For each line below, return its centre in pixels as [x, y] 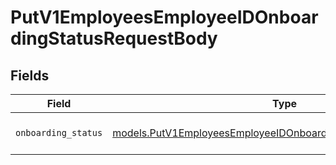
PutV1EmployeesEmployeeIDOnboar [164, 17]
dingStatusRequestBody [114, 38]
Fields [30, 75]
